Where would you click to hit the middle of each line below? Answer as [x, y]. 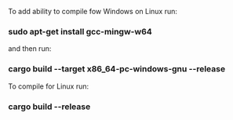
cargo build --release [49, 107]
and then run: [30, 49]
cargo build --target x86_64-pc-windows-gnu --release [117, 69]
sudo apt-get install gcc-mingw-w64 [80, 31]
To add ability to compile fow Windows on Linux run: [93, 11]
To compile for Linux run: [49, 86]
